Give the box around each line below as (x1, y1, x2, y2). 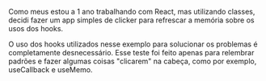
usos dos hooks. (8, 24, 63, 33)
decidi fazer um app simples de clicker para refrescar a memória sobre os (8, 15, 255, 25)
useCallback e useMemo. (8, 65, 93, 75)
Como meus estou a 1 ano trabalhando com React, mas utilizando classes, (8, 7, 255, 16)
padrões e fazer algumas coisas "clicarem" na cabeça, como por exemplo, (8, 56, 257, 66)
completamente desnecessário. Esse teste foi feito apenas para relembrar (8, 48, 255, 57)
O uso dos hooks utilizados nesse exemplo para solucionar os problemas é (8, 39, 258, 49)
